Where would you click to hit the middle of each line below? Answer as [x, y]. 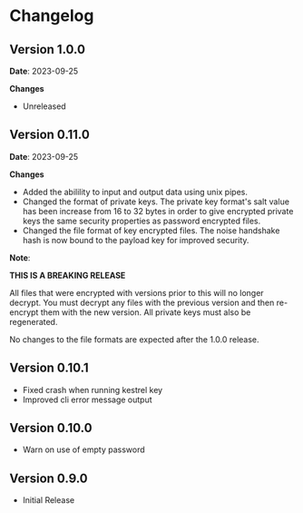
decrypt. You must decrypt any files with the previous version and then [142, 302]
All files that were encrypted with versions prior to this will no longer [137, 292]
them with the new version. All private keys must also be [146, 312]
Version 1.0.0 [48, 49]
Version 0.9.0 [49, 478]
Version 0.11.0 [50, 135]
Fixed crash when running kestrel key [93, 390]
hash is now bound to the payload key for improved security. [136, 240]
